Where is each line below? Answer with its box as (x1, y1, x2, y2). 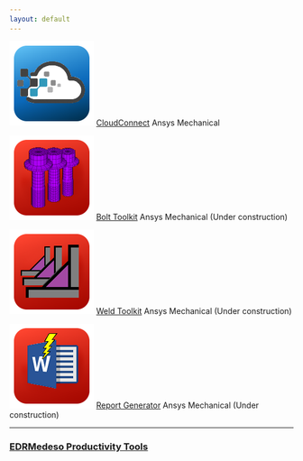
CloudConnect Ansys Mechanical (96, 117, 221, 128)
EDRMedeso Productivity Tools (9, 440, 149, 453)
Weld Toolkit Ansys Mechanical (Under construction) (96, 305, 292, 316)
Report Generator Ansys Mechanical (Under (96, 400, 260, 410)
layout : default (9, 14, 70, 23)
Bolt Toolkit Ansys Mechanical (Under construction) (96, 211, 289, 222)
